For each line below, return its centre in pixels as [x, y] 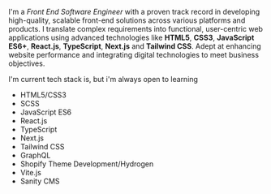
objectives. [27, 63]
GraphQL [35, 155]
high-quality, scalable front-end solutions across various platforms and [127, 20]
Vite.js [31, 172]
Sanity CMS [40, 181]
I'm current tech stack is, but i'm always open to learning [103, 79]
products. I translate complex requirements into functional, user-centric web [136, 29]
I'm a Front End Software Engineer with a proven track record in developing [134, 12]
